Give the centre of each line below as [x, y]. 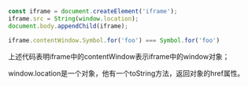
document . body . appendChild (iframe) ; [68, 26]
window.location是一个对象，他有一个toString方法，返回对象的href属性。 [126, 73]
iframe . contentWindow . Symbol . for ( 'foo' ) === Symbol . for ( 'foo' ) [114, 40]
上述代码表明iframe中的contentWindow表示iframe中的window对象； [119, 56]
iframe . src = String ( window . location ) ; [74, 19]
